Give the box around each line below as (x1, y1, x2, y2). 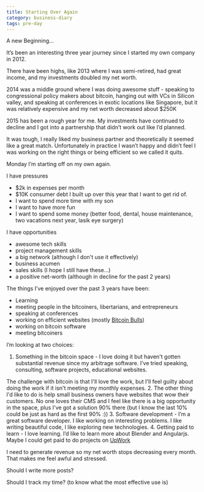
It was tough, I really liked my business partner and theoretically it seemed (6, 135, 194, 143)
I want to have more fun (15, 203, 75, 211)
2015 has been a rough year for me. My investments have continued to (6, 117, 185, 124)
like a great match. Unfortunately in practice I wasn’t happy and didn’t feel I (6, 142, 196, 149)
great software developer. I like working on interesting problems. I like (6, 417, 183, 425)
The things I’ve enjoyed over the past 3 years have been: (6, 285, 150, 292)
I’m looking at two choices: (6, 341, 74, 349)
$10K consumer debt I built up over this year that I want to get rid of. (15, 191, 188, 198)
